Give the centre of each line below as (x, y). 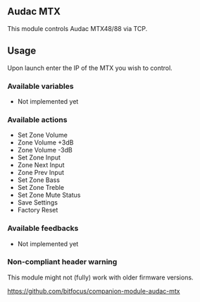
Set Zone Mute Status (49, 195)
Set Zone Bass (38, 180)
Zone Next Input (41, 165)
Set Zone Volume (43, 135)
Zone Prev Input (41, 173)
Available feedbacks (43, 229)
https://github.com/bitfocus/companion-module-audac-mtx (94, 291)
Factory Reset (38, 210)
